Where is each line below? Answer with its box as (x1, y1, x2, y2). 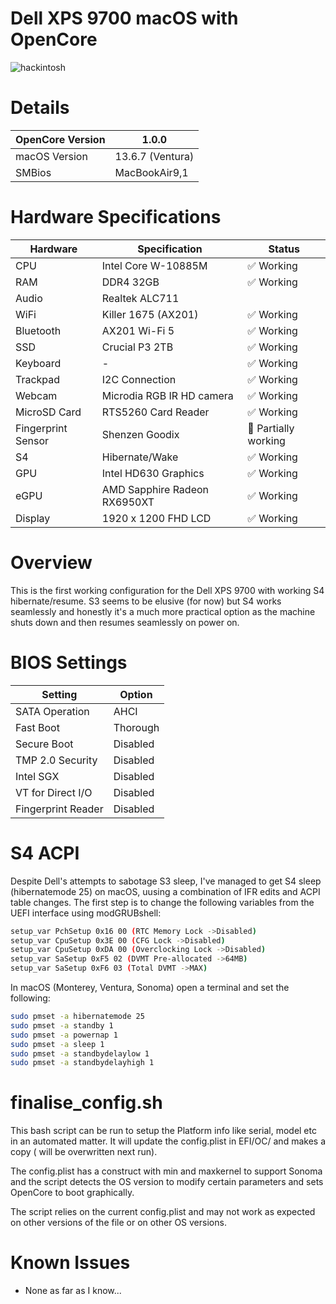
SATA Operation (15, 704, 90, 718)
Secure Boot (15, 737, 74, 751)
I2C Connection (101, 372, 177, 386)
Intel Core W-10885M (101, 258, 208, 272)
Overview (10, 552, 93, 574)
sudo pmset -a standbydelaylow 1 (10, 1048, 150, 1059)
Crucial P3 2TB (101, 340, 174, 354)
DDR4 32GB (101, 275, 160, 289)
